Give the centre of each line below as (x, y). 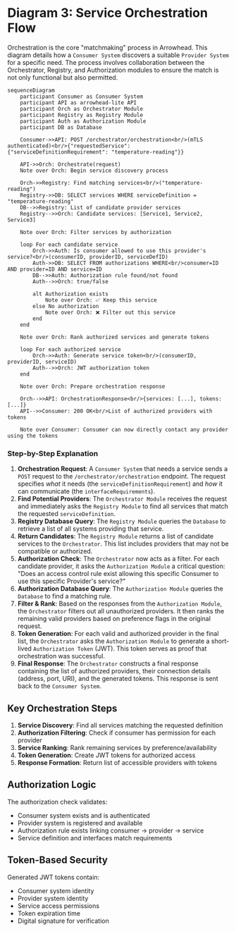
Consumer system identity (56, 890)
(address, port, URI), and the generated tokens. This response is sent (118, 679)
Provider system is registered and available (80, 823)
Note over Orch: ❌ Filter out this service (110, 312)
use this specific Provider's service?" (72, 581)
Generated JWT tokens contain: (54, 877)
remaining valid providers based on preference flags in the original (114, 619)
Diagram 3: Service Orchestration (107, 13)
